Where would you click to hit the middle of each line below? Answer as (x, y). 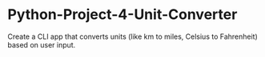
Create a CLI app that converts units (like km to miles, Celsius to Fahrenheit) (132, 36)
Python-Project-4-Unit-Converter (122, 15)
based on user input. (42, 44)
